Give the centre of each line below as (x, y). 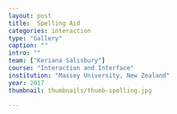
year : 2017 (26, 83)
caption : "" (28, 46)
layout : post (30, 16)
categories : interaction (50, 31)
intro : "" (25, 53)
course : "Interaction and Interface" (71, 68)
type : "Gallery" (35, 38)
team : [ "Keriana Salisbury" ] (57, 61)
